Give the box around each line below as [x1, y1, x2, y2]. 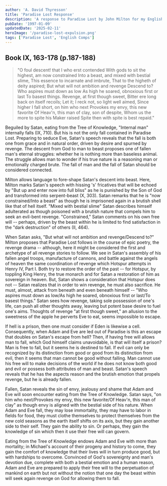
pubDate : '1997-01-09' [5, 21, 52, 26]
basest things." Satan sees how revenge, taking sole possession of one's [5, 298, 155, 304]
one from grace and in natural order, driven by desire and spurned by [5, 140, 147, 146]
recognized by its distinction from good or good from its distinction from [5, 350, 153, 356]
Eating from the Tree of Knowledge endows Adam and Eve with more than [5, 438, 157, 444]
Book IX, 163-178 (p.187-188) [5, 53, 96, 62]
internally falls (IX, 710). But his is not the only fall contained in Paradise [5, 129, 152, 135]
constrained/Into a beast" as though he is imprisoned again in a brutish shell [5, 198, 161, 204]
